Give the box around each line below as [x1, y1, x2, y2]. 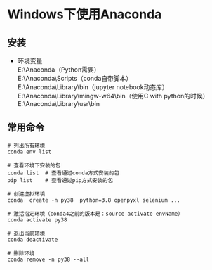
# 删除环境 [7, 250, 35, 257]
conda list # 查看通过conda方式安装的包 [7, 169, 119, 176]
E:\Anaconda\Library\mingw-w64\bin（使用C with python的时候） [17, 92, 209, 100]
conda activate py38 [7, 216, 68, 224]
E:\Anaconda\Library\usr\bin [17, 100, 100, 108]
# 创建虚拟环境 [7, 191, 46, 198]
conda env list [7, 148, 52, 155]
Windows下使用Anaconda [7, 6, 162, 22]
